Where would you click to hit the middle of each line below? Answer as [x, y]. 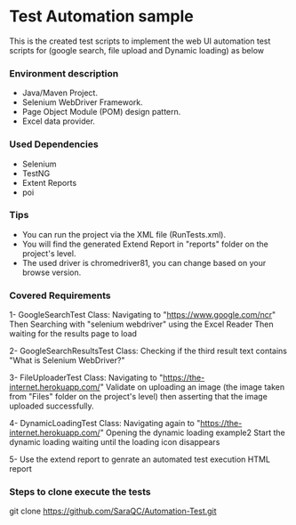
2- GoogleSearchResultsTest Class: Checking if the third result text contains [148, 351]
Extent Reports [49, 182]
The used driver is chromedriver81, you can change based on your [144, 262]
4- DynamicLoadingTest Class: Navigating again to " [105, 424]
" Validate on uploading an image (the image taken [192, 387]
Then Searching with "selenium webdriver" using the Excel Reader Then [141, 324]
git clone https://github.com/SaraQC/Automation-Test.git [113, 511]
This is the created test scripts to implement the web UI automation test [140, 41]
